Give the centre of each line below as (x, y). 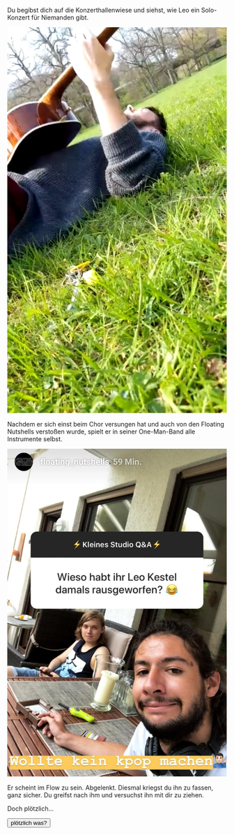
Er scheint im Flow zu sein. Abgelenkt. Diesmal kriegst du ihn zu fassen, (110, 788)
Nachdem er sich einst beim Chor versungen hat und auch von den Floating (116, 424)
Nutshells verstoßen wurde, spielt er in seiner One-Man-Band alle (101, 431)
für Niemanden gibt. (60, 17)
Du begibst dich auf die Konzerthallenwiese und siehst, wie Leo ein (103, 10)
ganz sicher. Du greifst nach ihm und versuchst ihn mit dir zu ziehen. (106, 795)
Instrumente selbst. (35, 439)
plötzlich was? (29, 823)
